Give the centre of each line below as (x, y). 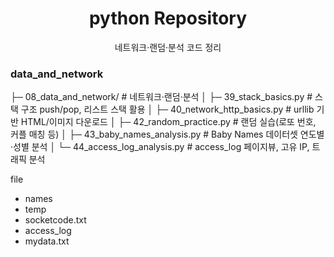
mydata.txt (47, 241)
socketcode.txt (55, 220)
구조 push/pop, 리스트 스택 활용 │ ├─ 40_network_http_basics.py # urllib (167, 109)
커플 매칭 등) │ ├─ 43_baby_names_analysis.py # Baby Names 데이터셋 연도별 (167, 134)
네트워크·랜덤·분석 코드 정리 (168, 47)
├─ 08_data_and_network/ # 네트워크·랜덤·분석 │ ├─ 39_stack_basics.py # (161, 97)
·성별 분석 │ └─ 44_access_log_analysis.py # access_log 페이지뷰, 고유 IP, (160, 147)
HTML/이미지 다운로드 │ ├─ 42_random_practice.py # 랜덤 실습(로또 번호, (168, 122)
